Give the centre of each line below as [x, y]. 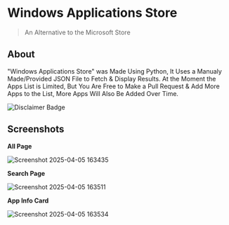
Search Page [26, 173]
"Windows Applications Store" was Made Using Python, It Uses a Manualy [115, 71]
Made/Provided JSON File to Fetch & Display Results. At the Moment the [112, 79]
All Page [20, 146]
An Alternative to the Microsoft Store [78, 32]
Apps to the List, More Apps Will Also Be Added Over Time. [93, 93]
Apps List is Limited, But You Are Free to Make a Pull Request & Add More [113, 86]
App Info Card [28, 200]
